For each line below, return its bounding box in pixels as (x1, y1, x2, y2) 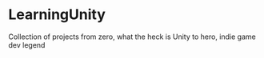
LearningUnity (8, 6, 106, 24)
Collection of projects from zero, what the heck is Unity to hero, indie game (8, 32, 256, 41)
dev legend (8, 40, 46, 49)
